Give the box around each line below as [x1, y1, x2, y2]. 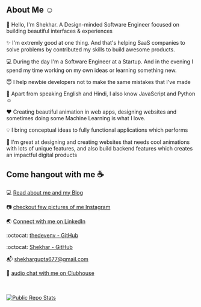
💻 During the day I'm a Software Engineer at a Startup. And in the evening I [6, 57, 194, 65]
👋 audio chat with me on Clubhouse [6, 269, 94, 277]
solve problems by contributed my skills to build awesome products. [6, 45, 176, 53]
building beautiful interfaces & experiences [6, 27, 113, 34]
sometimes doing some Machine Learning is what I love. [6, 114, 146, 121]
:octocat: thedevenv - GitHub [6, 231, 78, 239]
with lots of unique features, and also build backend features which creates [6, 144, 193, 152]
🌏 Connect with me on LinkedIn [6, 218, 86, 225]
